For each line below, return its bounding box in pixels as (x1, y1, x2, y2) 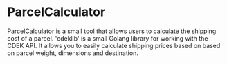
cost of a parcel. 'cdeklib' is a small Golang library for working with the (7, 34, 208, 42)
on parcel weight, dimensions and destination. (7, 49, 138, 57)
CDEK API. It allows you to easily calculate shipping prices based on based (7, 41, 221, 50)
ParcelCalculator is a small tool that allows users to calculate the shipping (7, 27, 217, 35)
